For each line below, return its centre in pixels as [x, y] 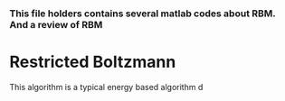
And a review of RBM [56, 24]
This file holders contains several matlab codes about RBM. [142, 14]
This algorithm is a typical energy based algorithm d [106, 87]
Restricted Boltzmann [93, 62]
